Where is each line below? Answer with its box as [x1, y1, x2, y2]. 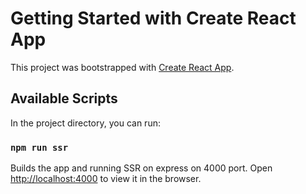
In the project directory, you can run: [10, 117, 161, 129]
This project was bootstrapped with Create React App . [10, 61, 235, 73]
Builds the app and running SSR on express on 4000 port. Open [10, 162, 273, 174]
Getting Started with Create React [10, 7, 297, 30]
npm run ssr [10, 142, 69, 153]
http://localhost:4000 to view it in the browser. [10, 173, 202, 185]
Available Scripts [10, 90, 118, 107]
